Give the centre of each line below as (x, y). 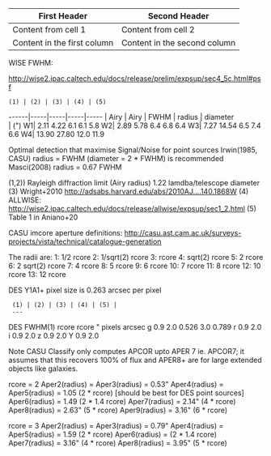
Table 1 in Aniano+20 (43, 217)
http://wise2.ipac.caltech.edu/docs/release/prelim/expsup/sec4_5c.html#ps (135, 79)
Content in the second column (178, 43)
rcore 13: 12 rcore (37, 274)
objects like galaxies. (43, 369)
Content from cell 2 (158, 30)
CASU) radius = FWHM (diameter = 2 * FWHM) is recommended (116, 158)
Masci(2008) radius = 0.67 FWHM (66, 167)
